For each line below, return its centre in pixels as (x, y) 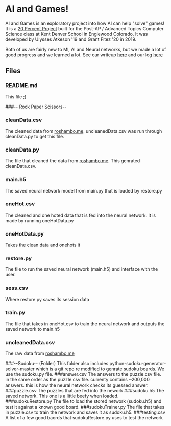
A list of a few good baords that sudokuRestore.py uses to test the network (84, 418)
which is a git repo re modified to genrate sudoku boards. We (100, 369)
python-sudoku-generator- (138, 364)
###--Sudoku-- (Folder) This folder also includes (57, 364)
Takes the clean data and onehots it (43, 245)
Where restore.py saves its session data (47, 299)
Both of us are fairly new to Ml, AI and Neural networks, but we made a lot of (86, 49)
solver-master (20, 369)
